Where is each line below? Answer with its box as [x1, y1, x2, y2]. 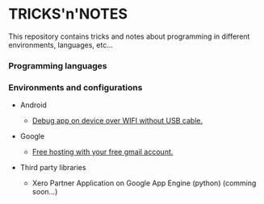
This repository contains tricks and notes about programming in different [8, 31, 250, 41]
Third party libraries [19, 163, 86, 173]
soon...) [31, 187, 58, 197]
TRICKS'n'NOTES [8, 5, 128, 23]
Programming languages [8, 60, 107, 71]
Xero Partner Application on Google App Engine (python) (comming [31, 178, 257, 188]
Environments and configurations [8, 81, 143, 93]
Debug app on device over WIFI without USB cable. [31, 116, 203, 126]
